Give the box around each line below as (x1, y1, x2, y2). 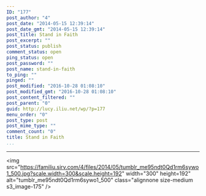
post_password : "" (6, 60, 53, 66)
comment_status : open (6, 49, 62, 55)
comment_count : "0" (6, 129, 56, 135)
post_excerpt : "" (6, 37, 51, 43)
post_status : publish (6, 43, 62, 50)
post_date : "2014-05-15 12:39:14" (6, 20, 95, 26)
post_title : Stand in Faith (6, 32, 78, 38)
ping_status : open (6, 55, 53, 61)
